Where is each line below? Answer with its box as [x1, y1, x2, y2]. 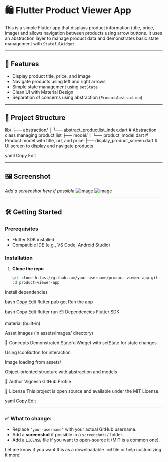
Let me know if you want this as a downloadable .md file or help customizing [5, 447, 162, 453]
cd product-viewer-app [12, 280, 60, 285]
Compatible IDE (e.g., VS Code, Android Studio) [12, 242, 111, 248]
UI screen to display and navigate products [5, 143, 94, 149]
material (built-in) [5, 320, 41, 326]
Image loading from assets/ [5, 359, 61, 365]
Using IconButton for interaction [5, 349, 71, 356]
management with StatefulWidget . [5, 40, 76, 46]
